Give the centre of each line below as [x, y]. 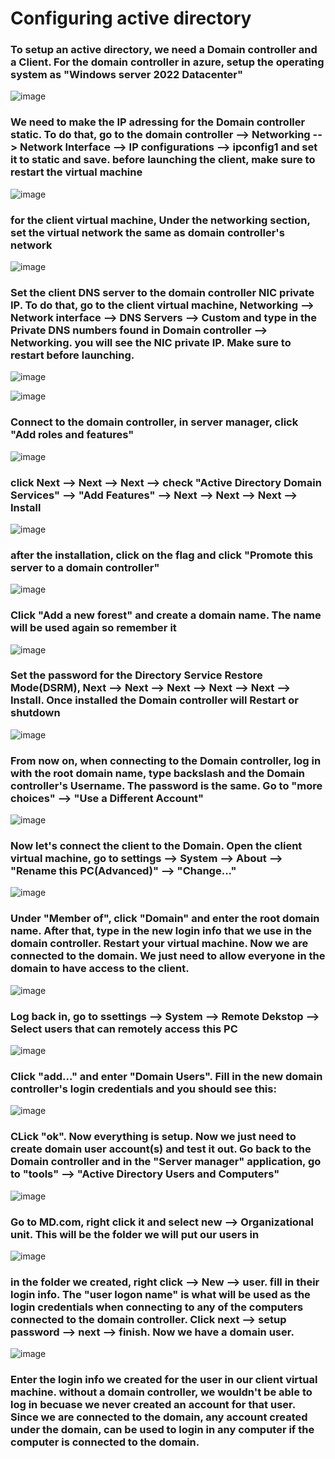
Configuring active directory [131, 18]
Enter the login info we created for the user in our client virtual [164, 1380]
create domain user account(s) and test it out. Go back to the [161, 1149]
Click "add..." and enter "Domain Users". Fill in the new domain [166, 1076]
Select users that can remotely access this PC [124, 1029]
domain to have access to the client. [100, 969]
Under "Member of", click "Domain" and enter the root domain [165, 919]
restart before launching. [72, 355]
